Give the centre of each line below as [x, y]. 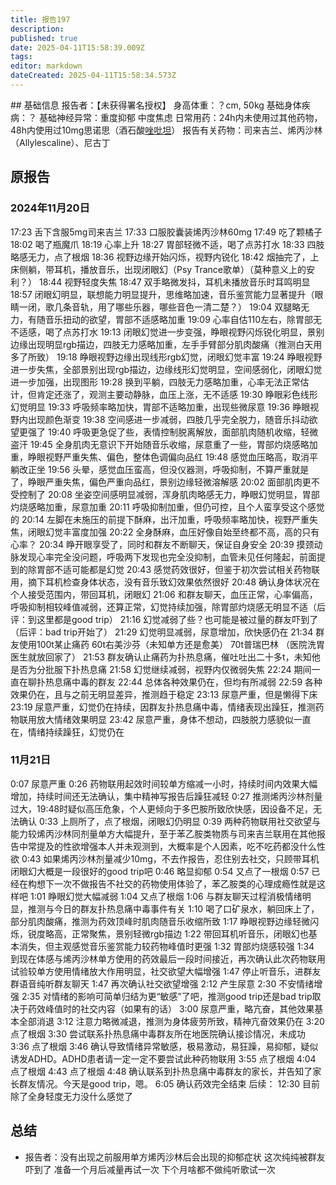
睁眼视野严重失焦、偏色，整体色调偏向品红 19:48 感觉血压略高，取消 [168, 457]
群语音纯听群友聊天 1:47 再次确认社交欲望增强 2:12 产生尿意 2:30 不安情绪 [162, 983]
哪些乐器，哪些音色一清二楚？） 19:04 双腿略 [208, 307]
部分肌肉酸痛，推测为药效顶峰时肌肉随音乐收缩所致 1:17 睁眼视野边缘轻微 [160, 921]
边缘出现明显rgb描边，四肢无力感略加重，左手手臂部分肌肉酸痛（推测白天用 [166, 344]
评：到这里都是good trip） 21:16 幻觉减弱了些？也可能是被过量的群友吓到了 [164, 619]
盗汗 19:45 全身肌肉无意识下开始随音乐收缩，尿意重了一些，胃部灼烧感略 [160, 444]
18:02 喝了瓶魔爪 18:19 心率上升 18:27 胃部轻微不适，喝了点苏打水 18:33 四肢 [167, 244]
